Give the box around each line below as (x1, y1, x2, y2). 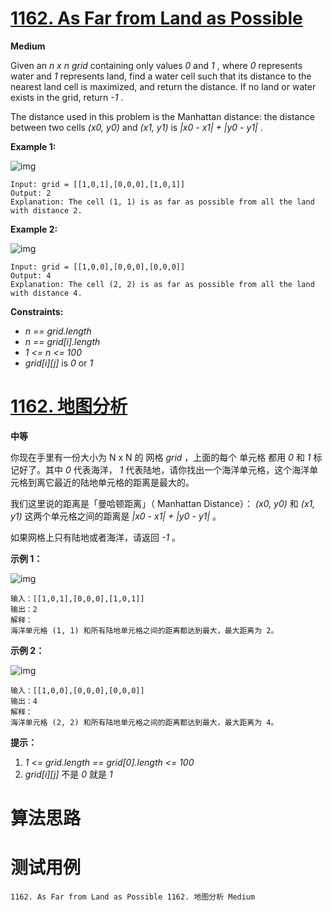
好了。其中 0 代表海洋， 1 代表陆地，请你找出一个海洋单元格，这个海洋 (18, 463, 310, 476)
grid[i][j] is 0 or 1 (24, 357, 94, 369)
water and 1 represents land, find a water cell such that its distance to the (10, 70, 312, 82)
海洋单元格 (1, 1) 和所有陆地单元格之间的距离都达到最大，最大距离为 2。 (10, 625, 279, 636)
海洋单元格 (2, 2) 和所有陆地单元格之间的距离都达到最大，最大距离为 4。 (10, 717, 279, 727)
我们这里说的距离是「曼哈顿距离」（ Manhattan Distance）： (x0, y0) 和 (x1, (10, 497, 316, 509)
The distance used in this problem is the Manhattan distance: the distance (10, 110, 315, 122)
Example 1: (10, 140, 57, 152)
